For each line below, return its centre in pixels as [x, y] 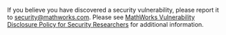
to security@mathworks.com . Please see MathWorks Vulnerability [101, 17]
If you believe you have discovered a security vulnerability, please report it [113, 10]
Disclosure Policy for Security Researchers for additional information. [105, 24]
